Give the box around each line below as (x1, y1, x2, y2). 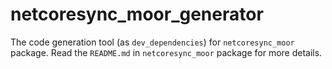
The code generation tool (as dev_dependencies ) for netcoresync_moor (10, 36, 295, 48)
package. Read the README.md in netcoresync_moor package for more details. (10, 46, 323, 58)
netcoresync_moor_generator (10, 3, 264, 26)
